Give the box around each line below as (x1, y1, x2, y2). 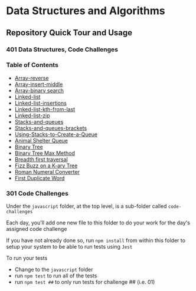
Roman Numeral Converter (14, 168, 80, 175)
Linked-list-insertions (14, 99, 67, 107)
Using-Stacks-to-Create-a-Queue (14, 131, 97, 138)
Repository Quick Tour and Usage (6, 28, 133, 38)
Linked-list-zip (14, 112, 50, 119)
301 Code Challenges (6, 189, 69, 197)
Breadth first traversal (14, 156, 68, 163)
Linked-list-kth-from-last (14, 105, 76, 113)
